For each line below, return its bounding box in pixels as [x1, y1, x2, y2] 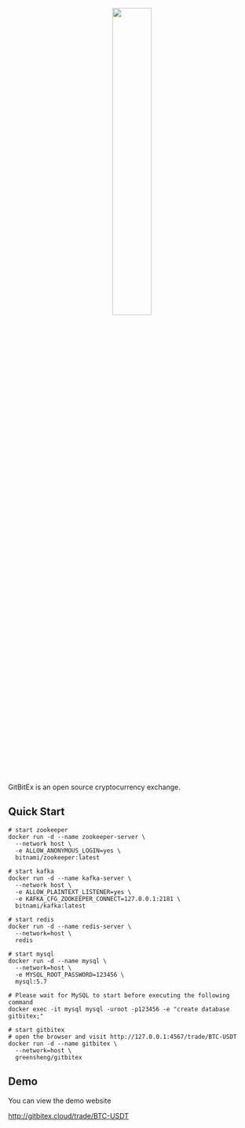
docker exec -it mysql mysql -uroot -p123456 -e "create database [8, 1005, 230, 1013]
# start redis [8, 915, 55, 923]
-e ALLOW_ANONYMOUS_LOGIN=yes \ [15, 847, 122, 855]
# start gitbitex [8, 1026, 65, 1033]
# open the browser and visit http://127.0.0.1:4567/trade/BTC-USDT [8, 1033, 237, 1041]
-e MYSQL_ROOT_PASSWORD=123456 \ [15, 970, 125, 978]
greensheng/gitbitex [15, 1053, 82, 1061]
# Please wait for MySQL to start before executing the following [8, 991, 230, 1000]
